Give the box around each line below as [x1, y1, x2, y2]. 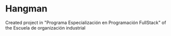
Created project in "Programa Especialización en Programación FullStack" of [5, 19, 166, 25]
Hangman [5, 3, 47, 14]
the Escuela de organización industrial [5, 24, 86, 30]
